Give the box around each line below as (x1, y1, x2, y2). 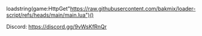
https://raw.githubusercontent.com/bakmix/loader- (70, 5, 196, 12)
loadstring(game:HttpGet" (6, 5, 70, 12)
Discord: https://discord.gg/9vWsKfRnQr (6, 23, 107, 30)
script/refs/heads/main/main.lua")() (6, 11, 94, 19)
